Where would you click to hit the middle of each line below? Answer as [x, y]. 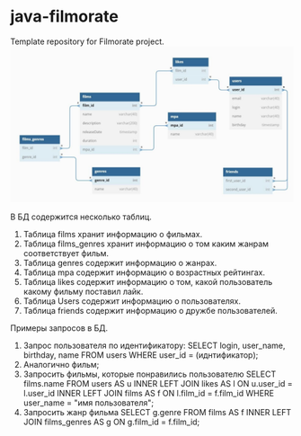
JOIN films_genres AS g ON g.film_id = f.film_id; [111, 422]
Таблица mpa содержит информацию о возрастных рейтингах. [144, 272]
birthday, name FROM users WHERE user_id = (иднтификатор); [141, 355]
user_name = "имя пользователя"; [89, 403]
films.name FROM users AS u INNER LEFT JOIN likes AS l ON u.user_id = [158, 383]
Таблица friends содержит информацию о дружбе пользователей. [150, 310]
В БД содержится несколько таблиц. [81, 217]
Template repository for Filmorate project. [87, 41]
